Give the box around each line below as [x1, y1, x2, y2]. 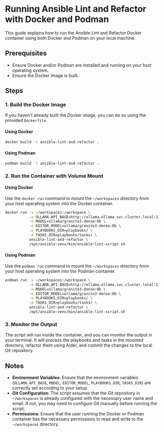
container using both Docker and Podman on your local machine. [5, 35, 136, 41]
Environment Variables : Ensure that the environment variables [12, 374, 139, 381]
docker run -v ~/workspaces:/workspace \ [5, 210, 91, 215]
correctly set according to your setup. [12, 385, 89, 391]
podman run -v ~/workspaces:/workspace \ [5, 277, 91, 282]
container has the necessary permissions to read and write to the [12, 416, 143, 422]
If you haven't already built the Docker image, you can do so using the [5, 112, 146, 118]
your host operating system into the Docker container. [5, 200, 114, 206]
